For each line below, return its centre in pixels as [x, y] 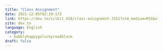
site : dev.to [18, 23]
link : [10, 18]
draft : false [18, 41]
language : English [24, 28]
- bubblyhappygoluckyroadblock [41, 37]
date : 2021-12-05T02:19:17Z [33, 14]
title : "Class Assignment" [32, 9]
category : [15, 32]
